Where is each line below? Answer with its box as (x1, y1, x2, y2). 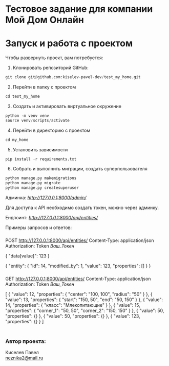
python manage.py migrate (5, 181, 60, 186)
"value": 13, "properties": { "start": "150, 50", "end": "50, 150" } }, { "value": (5, 297, 163, 303)
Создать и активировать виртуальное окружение (12, 103, 122, 109)
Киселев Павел (5, 350, 39, 356)
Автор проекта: (5, 338, 46, 345)
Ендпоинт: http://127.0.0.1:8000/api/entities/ (5, 215, 98, 220)
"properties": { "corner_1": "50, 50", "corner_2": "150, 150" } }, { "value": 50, (5, 307, 164, 313)
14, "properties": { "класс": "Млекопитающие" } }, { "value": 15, (5, 302, 141, 308)
